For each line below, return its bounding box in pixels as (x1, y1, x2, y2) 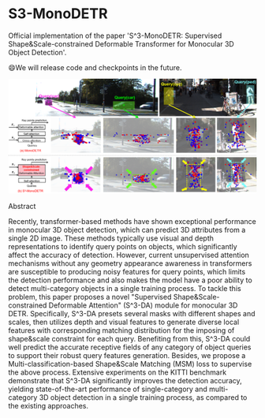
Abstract (8, 201, 36, 211)
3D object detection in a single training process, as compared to (39, 392, 248, 402)
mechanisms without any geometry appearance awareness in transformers (8, 258, 252, 268)
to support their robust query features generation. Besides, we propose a (8, 350, 246, 360)
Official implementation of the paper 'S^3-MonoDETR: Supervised (8, 31, 222, 40)
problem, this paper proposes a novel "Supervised (8, 292, 172, 301)
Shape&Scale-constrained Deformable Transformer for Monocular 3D (8, 39, 234, 48)
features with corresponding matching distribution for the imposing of (8, 325, 235, 335)
